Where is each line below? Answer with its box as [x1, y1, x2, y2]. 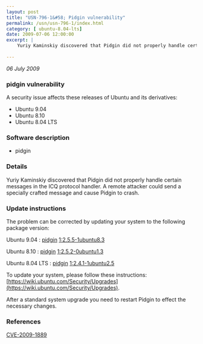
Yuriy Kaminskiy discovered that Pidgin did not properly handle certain [6, 176, 182, 184]
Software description [6, 133, 70, 142]
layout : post [6, 8, 39, 15]
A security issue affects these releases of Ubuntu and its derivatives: [6, 94, 178, 101]
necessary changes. [6, 302, 57, 309]
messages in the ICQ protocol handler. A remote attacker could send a [6, 182, 181, 190]
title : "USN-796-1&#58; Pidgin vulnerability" [6, 15, 126, 21]
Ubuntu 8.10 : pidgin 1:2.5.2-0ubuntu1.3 [6, 248, 104, 255]
